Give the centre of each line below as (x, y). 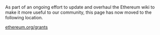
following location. (24, 17)
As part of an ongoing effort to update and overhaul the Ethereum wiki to (80, 7)
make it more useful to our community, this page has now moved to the (78, 12)
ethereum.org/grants (26, 27)
